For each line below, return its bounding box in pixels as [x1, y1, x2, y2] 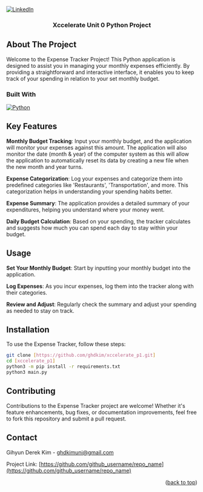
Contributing [6, 386, 56, 396]
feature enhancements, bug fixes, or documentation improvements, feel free [6, 408, 197, 416]
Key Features [6, 121, 58, 131]
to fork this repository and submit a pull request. [6, 415, 127, 422]
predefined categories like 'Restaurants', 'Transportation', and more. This [6, 181, 189, 188]
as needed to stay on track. [6, 307, 75, 314]
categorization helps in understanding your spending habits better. [6, 188, 173, 195]
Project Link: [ [6, 460, 41, 468]
